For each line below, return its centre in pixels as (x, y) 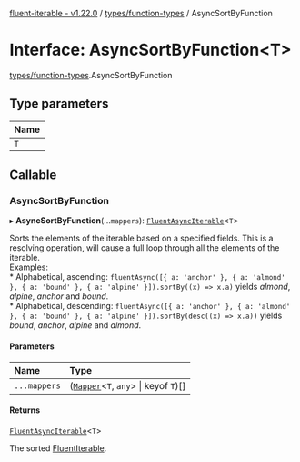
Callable (33, 175)
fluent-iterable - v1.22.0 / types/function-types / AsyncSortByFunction (141, 13)
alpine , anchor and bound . (59, 296)
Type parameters (59, 104)
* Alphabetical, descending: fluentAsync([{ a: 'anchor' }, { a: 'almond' (150, 306)
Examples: (29, 267)
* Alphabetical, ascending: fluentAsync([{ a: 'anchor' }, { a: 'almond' (148, 277)
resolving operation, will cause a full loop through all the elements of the (145, 248)
